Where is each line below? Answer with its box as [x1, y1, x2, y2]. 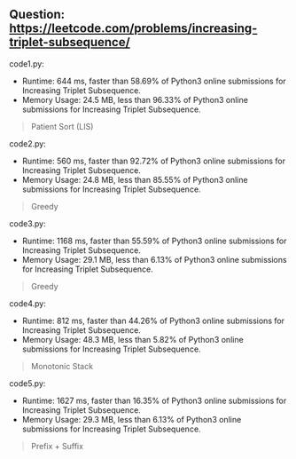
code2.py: [9, 138, 46, 149]
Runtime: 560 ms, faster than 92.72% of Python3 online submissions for [21, 155, 286, 166]
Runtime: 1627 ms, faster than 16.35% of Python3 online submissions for [21, 395, 287, 406]
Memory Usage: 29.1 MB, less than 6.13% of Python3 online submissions [21, 254, 287, 265]
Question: [9, 7, 66, 22]
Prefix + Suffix [30, 440, 84, 451]
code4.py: [9, 297, 46, 309]
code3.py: [9, 218, 46, 229]
